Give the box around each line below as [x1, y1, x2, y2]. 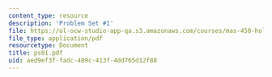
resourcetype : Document [8, 42, 89, 50]
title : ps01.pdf [8, 49, 63, 57]
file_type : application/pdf [8, 34, 104, 43]
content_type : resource [8, 11, 89, 20]
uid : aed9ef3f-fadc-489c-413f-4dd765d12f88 [8, 57, 158, 65]
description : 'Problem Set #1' [8, 19, 114, 27]
